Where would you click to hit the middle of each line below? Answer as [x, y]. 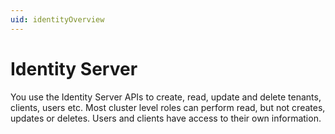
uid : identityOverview [57, 19]
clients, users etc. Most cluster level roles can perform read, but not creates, [168, 107]
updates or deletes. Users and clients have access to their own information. [166, 118]
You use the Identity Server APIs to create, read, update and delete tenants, [166, 97]
